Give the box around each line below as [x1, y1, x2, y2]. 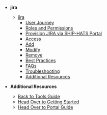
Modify [25, 47, 41, 52]
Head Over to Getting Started [17, 99, 79, 105]
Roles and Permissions [25, 25, 73, 31]
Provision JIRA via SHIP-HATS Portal [25, 31, 102, 36]
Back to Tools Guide [17, 94, 60, 99]
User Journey [25, 20, 55, 25]
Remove [25, 52, 43, 58]
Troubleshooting [25, 68, 60, 74]
